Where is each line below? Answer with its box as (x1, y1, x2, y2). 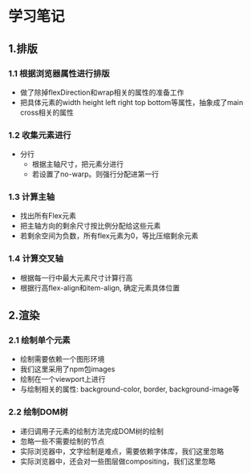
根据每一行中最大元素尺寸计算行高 (19, 273, 133, 282)
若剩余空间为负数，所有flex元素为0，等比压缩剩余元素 (19, 231, 199, 241)
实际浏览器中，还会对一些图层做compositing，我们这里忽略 (19, 456, 217, 466)
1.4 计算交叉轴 (8, 253, 64, 265)
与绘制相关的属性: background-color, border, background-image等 (19, 384, 240, 394)
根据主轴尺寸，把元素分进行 (31, 160, 124, 169)
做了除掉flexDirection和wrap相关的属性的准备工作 (19, 87, 184, 97)
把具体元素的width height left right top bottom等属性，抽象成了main (19, 97, 244, 107)
